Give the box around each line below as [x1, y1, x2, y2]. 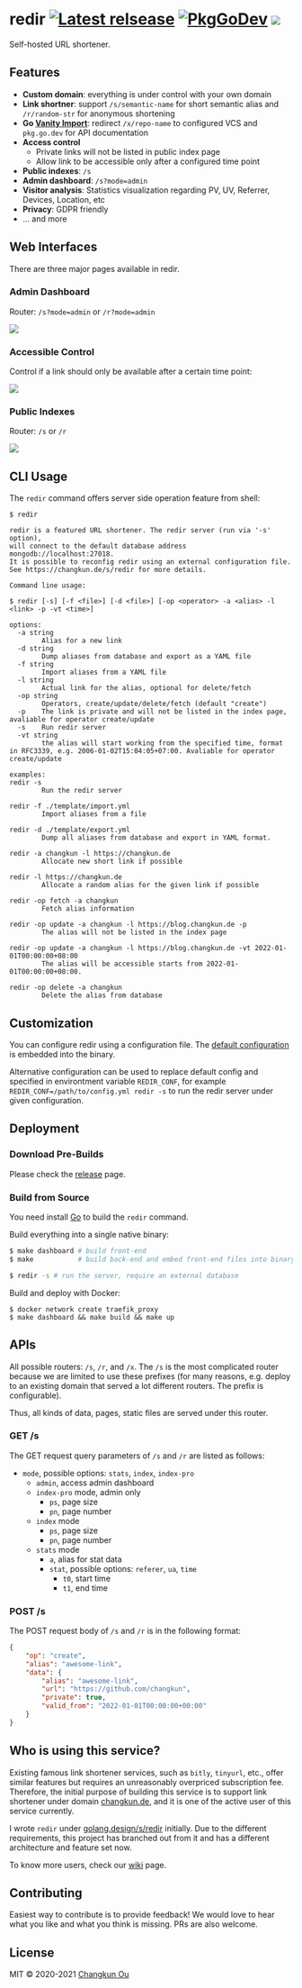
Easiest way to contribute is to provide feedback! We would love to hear [9, 1910, 275, 1920]
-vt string [17, 731, 58, 740]
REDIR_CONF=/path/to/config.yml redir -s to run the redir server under [9, 1085, 274, 1096]
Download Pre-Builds [9, 1148, 104, 1161]
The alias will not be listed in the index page [41, 928, 227, 937]
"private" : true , [41, 1693, 106, 1702]
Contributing [9, 1885, 83, 1901]
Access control [22, 136, 81, 148]
